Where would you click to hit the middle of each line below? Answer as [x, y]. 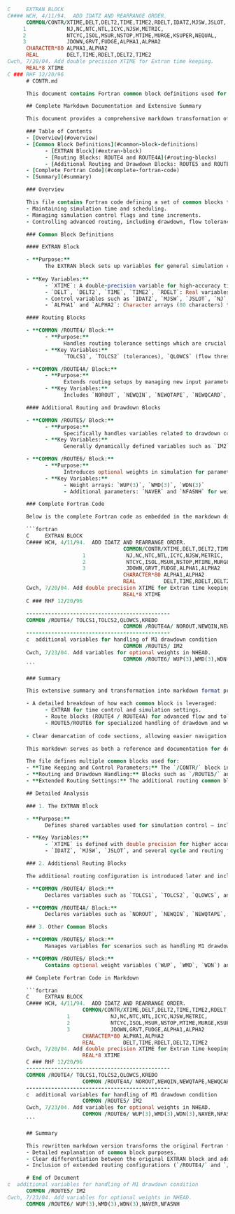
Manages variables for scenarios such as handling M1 [124, 946]
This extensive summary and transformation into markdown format [123, 691]
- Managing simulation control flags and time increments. [113, 215]
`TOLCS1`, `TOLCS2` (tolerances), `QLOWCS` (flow [137, 356]
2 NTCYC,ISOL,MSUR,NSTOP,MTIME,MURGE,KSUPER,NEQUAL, [120, 35]
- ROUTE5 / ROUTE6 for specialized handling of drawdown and [132, 723]
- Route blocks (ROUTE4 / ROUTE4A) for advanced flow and [131, 717]
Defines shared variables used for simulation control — [129, 825]
